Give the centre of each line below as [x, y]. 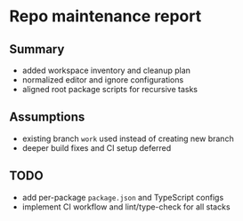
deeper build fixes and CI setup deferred [97, 147]
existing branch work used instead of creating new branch [128, 138]
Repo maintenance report [105, 16]
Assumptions [47, 117]
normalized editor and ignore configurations [103, 80]
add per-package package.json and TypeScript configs [123, 197]
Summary [37, 49]
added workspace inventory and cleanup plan [106, 70]
